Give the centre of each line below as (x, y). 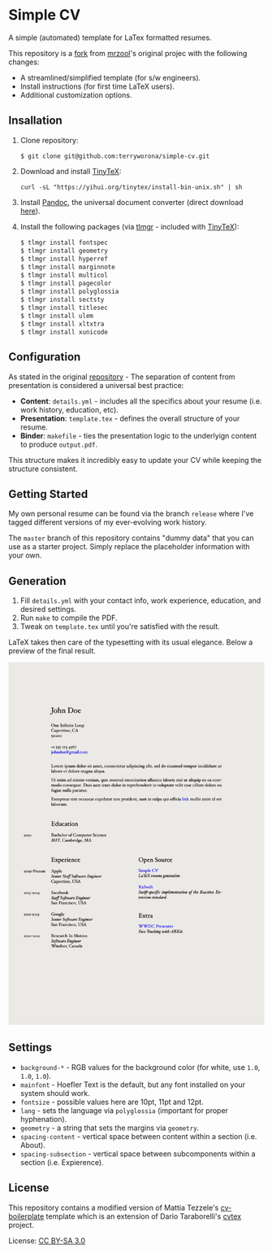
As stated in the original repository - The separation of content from (122, 377)
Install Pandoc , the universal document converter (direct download (132, 202)
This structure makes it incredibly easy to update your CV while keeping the (135, 460)
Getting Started (48, 494)
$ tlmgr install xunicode (64, 332)
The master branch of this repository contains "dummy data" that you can (131, 538)
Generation (37, 581)
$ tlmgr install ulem (56, 316)
